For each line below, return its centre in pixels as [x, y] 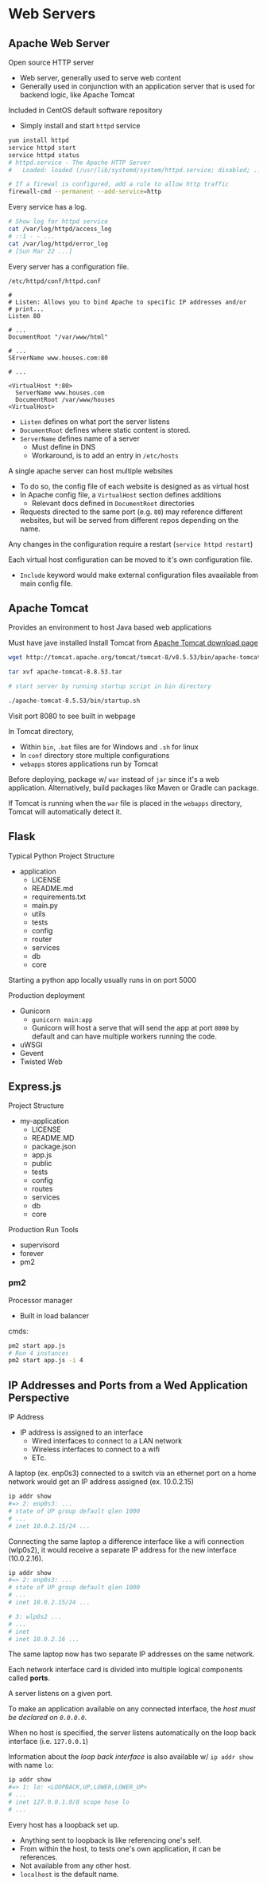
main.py [44, 905]
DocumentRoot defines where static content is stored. [105, 430]
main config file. [46, 583]
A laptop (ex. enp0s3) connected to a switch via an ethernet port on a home [132, 1473]
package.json [54, 1147]
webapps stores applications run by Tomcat [89, 764]
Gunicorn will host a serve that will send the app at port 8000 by [135, 1027]
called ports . [29, 1678]
